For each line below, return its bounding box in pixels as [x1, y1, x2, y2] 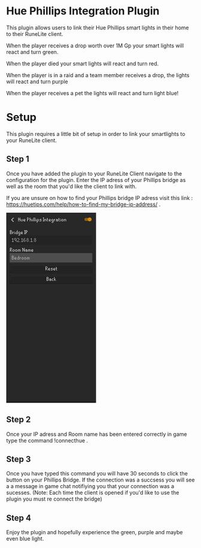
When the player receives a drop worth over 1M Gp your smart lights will [6, 42, 184, 49]
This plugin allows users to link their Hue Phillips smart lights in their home [6, 24, 190, 31]
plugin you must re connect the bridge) [6, 495, 103, 502]
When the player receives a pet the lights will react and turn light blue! [6, 89, 179, 96]
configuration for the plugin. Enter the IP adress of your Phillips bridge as [6, 176, 186, 183]
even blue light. [6, 535, 44, 543]
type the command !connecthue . [6, 437, 89, 444]
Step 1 [6, 154, 30, 164]
